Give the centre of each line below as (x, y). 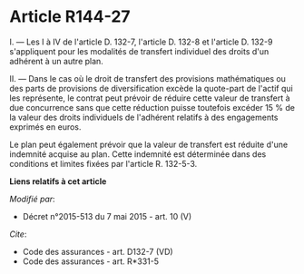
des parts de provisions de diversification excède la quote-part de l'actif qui (151, 88)
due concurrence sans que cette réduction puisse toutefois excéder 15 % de (152, 107)
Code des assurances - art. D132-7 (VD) (98, 251)
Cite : (18, 234)
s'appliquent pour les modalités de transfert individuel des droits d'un (139, 51)
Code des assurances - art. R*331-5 (91, 261)
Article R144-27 (70, 17)
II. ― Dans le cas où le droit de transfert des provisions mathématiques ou (147, 78)
